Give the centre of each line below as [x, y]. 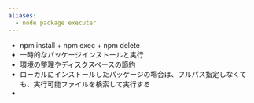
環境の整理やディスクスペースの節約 [77, 64]
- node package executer [56, 23]
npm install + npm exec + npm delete [79, 45]
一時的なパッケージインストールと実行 [81, 54]
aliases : [22, 15]
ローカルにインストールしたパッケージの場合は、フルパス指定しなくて [133, 74]
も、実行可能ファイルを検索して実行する [85, 84]
